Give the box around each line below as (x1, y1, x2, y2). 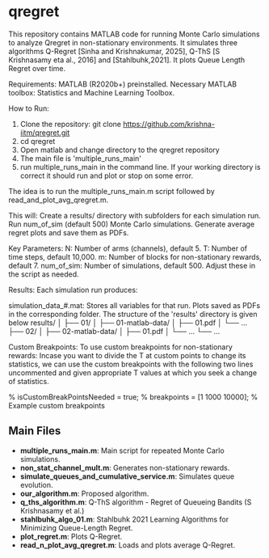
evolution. (19, 480, 54, 489)
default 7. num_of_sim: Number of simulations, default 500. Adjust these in (8, 260, 256, 270)
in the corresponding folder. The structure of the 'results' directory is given (8, 309, 258, 319)
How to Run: (8, 104, 50, 113)
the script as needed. (8, 269, 79, 279)
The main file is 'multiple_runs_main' (19, 153, 142, 163)
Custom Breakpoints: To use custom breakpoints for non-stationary (8, 342, 233, 352)
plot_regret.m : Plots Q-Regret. (19, 531, 123, 541)
